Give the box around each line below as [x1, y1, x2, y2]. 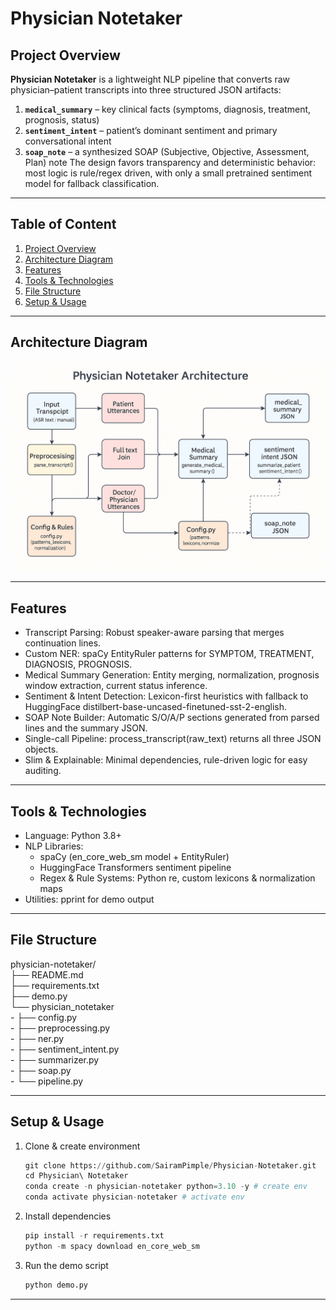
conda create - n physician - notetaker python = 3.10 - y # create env [24, 1182, 308, 1192]
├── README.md [10, 968, 84, 981]
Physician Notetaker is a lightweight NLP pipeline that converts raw [10, 73, 291, 85]
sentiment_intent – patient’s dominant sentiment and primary [24, 125, 278, 136]
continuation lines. [24, 637, 102, 649]
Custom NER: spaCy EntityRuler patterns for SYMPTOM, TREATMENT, [24, 648, 315, 660]
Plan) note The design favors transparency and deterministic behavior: [24, 157, 317, 168]
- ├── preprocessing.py [10, 1022, 111, 1034]
